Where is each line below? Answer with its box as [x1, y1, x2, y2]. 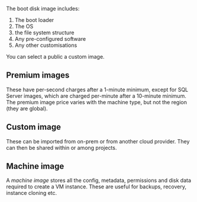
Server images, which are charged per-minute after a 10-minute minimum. [6, 92, 186, 100]
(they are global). [6, 105, 49, 112]
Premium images [6, 70, 70, 81]
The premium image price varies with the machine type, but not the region [6, 98, 188, 105]
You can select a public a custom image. [6, 53, 105, 60]
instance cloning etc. [6, 190, 57, 197]
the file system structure [14, 29, 75, 36]
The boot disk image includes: [6, 5, 80, 12]
